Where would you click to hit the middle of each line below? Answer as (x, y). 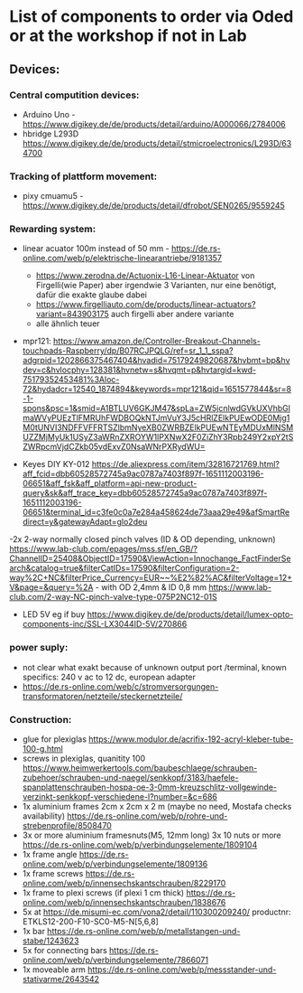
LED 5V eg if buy (54, 614)
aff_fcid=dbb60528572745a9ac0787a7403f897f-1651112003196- (143, 474)
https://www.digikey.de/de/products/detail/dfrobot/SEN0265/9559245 (154, 206)
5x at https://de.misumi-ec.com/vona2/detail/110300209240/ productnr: (156, 912)
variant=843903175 (73, 314)
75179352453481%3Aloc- (71, 379)
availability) (44, 816)
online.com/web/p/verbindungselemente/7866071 (115, 960)
